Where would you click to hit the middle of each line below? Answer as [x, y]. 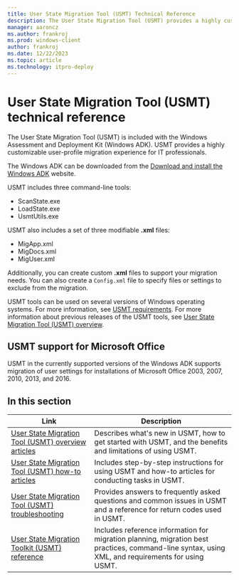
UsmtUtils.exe [38, 216]
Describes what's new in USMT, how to [160, 433]
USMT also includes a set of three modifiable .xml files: [89, 230]
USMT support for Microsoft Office [86, 346]
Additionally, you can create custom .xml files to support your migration [112, 273]
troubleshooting [37, 515]
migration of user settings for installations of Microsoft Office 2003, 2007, [115, 371]
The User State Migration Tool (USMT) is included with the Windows [107, 137]
